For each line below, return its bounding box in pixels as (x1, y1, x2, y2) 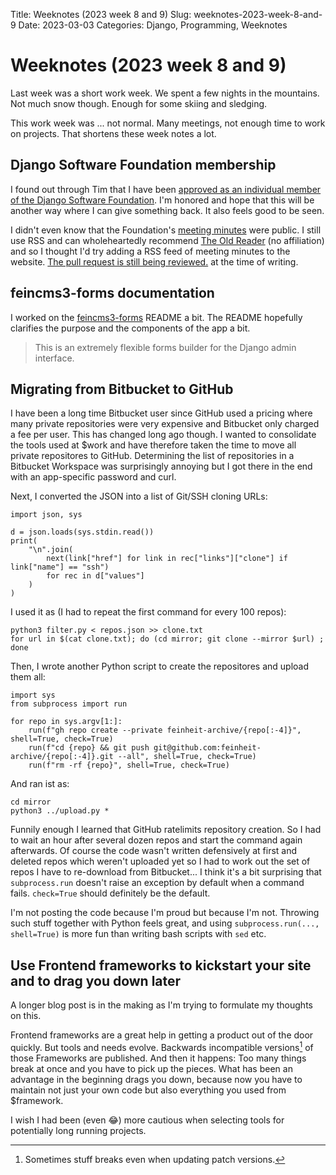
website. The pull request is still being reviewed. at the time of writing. (10, 255, 299, 268)
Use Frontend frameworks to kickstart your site (10, 957, 312, 974)
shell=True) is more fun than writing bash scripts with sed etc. (10, 928, 267, 940)
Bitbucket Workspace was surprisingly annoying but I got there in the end (10, 460, 313, 473)
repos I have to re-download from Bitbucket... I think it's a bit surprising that (10, 866, 322, 878)
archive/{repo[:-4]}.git (10, 752, 114, 762)
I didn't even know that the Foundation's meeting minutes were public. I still (10, 224, 322, 236)
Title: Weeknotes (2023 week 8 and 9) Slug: (10, 9, 192, 20)
